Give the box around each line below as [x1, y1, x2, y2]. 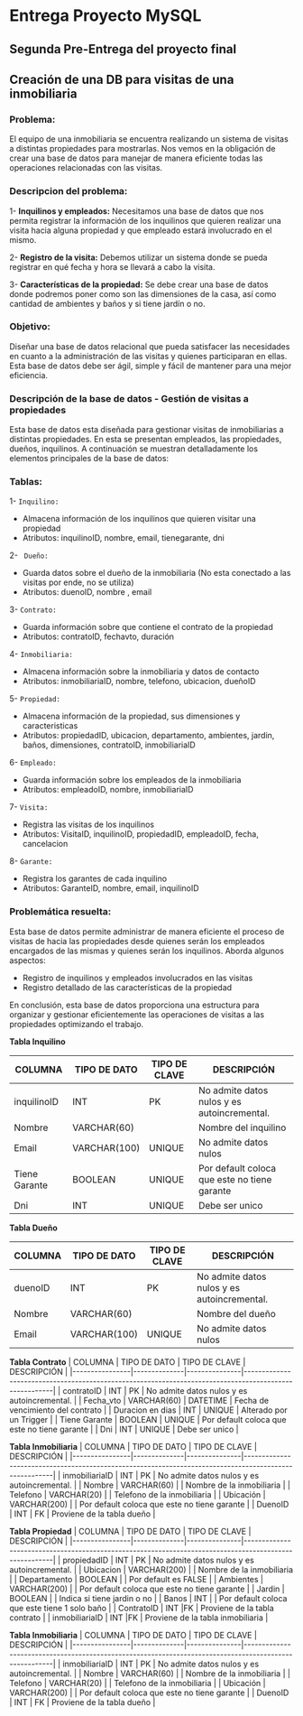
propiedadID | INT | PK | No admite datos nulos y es [62, 1554, 254, 1565]
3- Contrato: [9, 604, 57, 615]
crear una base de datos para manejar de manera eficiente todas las [9, 153, 263, 163]
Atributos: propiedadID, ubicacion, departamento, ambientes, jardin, [22, 730, 275, 741]
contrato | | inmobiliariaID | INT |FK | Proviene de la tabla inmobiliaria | [9, 1612, 269, 1623]
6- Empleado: [9, 757, 57, 768]
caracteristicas [22, 720, 78, 731]
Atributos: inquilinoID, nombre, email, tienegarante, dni [22, 533, 225, 543]
